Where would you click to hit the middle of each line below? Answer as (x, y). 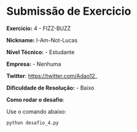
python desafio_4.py (33, 123)
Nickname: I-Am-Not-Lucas (42, 40)
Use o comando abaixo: (36, 111)
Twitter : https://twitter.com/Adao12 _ (52, 76)
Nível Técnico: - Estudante (41, 52)
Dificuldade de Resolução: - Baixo (50, 88)
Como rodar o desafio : (35, 99)
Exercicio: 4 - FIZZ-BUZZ (39, 28)
